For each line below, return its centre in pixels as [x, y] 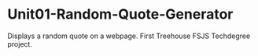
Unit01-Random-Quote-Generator [120, 14]
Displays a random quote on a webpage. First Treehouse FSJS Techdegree [129, 36]
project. [20, 44]
